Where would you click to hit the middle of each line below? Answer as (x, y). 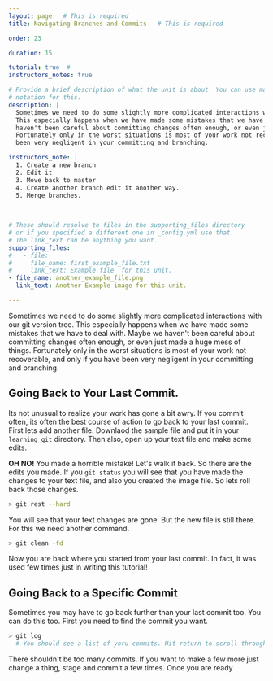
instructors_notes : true (50, 75)
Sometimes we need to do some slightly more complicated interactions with (135, 316)
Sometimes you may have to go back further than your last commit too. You (135, 613)
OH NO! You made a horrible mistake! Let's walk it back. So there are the (130, 463)
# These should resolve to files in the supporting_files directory (127, 225)
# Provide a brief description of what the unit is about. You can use (132, 90)
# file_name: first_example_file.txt (80, 263)
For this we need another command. (69, 528)
